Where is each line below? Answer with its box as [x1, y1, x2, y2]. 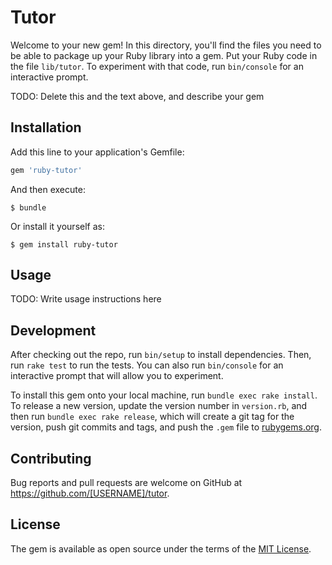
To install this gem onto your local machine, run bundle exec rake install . [10, 389, 318, 401]
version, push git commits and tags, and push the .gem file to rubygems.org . [10, 421, 323, 433]
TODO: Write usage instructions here [10, 293, 162, 305]
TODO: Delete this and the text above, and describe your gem [10, 90, 265, 102]
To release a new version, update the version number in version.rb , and [10, 400, 308, 412]
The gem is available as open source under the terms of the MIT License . [10, 542, 312, 555]
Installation [10, 119, 82, 136]
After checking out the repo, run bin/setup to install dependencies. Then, [10, 349, 312, 361]
